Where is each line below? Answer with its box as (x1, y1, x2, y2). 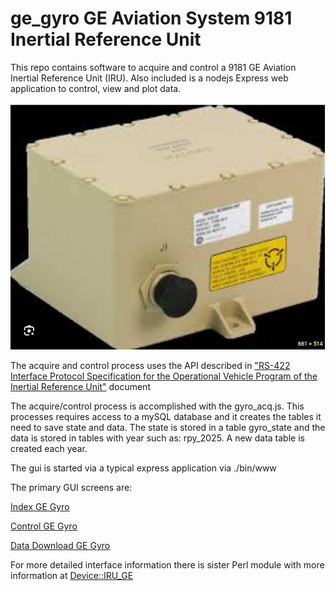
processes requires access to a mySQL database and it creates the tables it (10, 410, 322, 422)
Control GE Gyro (10, 520, 78, 532)
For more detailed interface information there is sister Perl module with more (10, 558, 325, 571)
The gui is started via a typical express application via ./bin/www (10, 462, 277, 474)
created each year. (10, 442, 88, 454)
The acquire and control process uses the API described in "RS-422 (10, 359, 291, 371)
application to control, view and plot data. (10, 82, 182, 94)
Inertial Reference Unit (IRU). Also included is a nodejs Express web (10, 72, 289, 84)
